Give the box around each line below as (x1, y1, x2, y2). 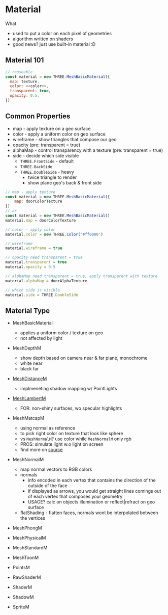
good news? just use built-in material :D (12, 41, 96, 47)
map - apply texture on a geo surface (12, 125, 91, 131)
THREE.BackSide (20, 164, 52, 169)
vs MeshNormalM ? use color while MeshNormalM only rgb (20, 436, 132, 442)
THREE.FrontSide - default (20, 158, 74, 164)
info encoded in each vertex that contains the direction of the (27, 477, 156, 484)
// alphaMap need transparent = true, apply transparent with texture (5, 274, 158, 279)
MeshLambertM (12, 395, 46, 402)
